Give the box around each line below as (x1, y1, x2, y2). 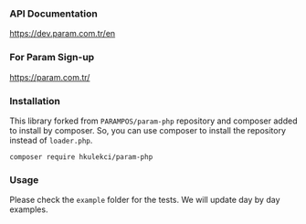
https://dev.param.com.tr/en (9, 28, 116, 39)
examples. (9, 204, 48, 215)
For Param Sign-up (9, 51, 95, 64)
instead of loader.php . (9, 134, 93, 145)
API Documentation (9, 7, 99, 20)
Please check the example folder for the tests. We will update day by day (9, 195, 280, 206)
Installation (9, 94, 61, 107)
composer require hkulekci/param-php (9, 152, 153, 162)
